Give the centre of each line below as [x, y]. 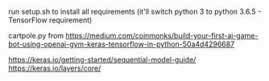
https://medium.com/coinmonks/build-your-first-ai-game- [162, 36]
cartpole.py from [36, 36]
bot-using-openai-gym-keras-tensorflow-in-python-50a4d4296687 [122, 44]
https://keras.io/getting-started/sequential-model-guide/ [102, 60]
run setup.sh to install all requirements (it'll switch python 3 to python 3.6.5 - [135, 12]
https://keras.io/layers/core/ [55, 68]
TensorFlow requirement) [50, 20]
